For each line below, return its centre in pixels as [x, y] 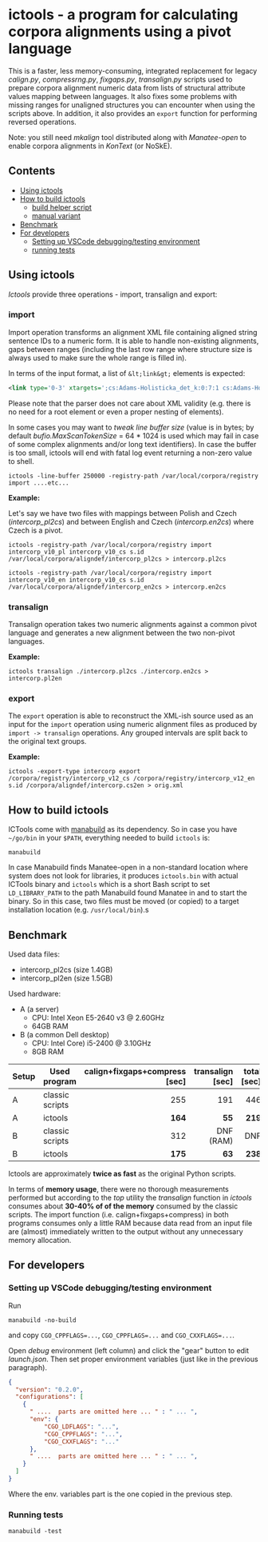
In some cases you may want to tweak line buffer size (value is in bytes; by [131, 427]
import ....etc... [39, 483]
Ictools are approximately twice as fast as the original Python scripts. [122, 1173]
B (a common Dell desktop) [65, 1034]
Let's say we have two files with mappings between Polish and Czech [122, 513]
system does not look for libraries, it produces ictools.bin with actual [123, 876]
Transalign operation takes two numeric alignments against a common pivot [133, 625]
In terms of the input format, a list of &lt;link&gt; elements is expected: [127, 373]
